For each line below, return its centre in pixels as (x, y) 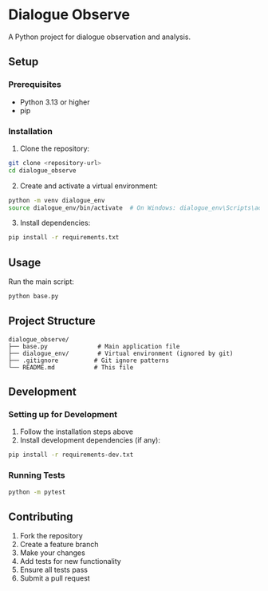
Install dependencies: (55, 223)
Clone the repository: (55, 148)
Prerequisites (35, 85)
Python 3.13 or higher (55, 102)
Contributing (41, 516)
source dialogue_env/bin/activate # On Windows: (93, 208)
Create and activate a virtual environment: (89, 186)
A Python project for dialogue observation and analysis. (100, 37)
